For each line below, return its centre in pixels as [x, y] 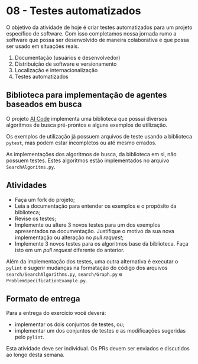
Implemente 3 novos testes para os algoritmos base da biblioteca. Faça [101, 243]
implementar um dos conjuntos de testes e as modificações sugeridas [100, 331]
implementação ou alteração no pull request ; [69, 237]
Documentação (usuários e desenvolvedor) [67, 57]
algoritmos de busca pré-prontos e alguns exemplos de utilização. [87, 125]
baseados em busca [44, 104]
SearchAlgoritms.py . [31, 166]
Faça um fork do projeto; [45, 199]
